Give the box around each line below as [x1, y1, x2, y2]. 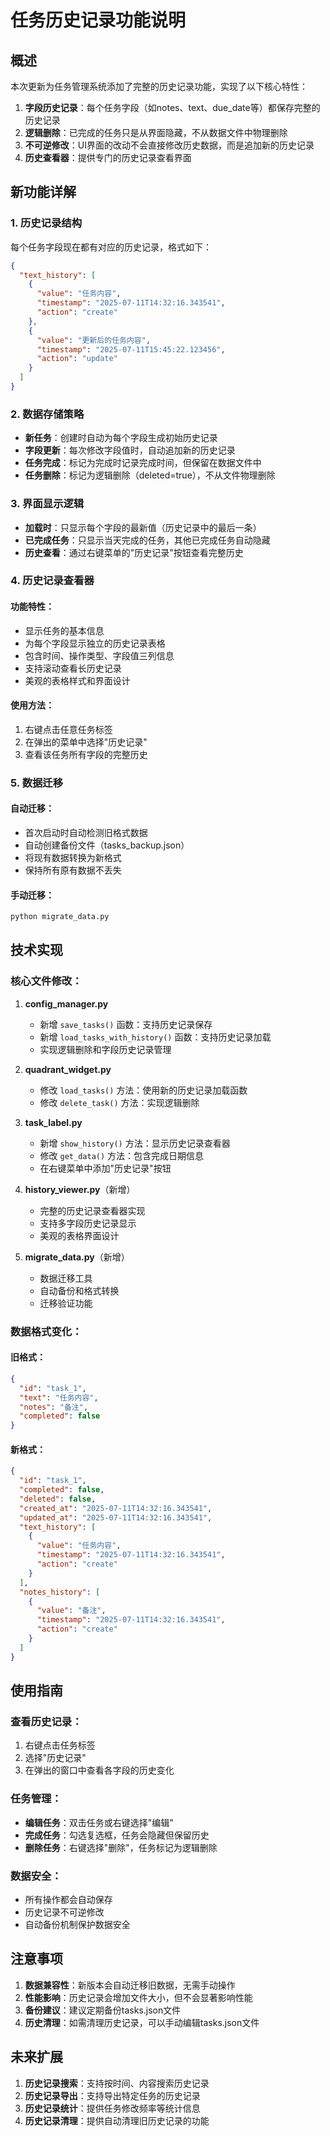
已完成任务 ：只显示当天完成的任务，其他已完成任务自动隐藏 [24, 534, 271, 546]
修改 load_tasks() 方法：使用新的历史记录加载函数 [39, 1084, 248, 1096]
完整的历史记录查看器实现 [39, 1204, 146, 1216]
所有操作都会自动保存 [24, 1893, 113, 1905]
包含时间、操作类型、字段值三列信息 [24, 649, 175, 661]
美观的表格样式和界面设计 [24, 674, 131, 686]
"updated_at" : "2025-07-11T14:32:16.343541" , [19, 1512, 213, 1523]
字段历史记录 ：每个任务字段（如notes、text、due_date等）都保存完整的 [24, 102, 321, 113]
